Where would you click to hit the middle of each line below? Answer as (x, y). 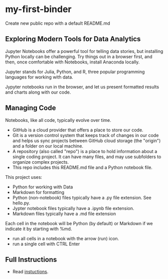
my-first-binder (38, 9)
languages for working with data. (39, 77)
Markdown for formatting (38, 192)
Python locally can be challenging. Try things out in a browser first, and (79, 56)
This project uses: (24, 177)
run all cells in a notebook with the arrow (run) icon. (66, 238)
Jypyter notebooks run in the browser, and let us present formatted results (82, 87)
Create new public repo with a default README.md (58, 23)
